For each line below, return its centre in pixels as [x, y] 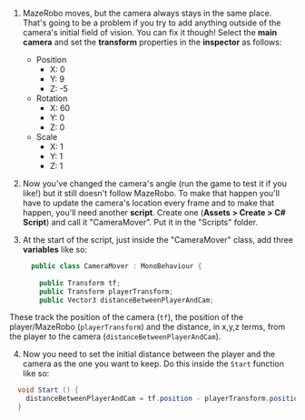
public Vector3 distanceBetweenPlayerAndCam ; [127, 300]
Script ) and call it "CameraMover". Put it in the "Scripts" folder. [140, 222]
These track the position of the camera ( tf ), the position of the [126, 317]
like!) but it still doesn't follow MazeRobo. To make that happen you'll [151, 193]
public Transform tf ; [80, 283]
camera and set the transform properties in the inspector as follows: [152, 42]
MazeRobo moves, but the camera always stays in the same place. [147, 13]
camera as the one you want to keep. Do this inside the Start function [153, 364]
